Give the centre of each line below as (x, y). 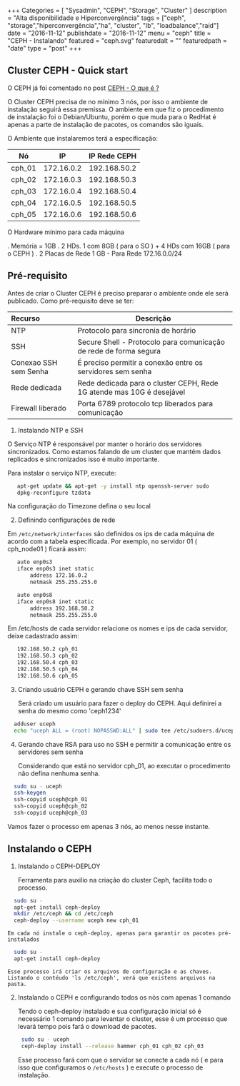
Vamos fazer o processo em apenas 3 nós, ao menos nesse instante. (109, 826)
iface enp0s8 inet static (55, 602)
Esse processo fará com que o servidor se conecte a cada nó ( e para (120, 1060)
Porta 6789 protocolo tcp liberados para (145, 403)
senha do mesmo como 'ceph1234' (69, 710)
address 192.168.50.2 (62, 608)
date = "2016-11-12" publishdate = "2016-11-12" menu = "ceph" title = (109, 33)
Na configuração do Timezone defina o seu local (79, 506)
